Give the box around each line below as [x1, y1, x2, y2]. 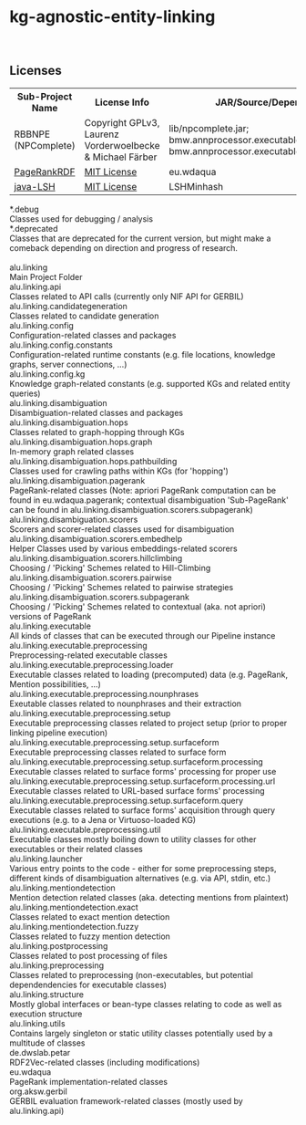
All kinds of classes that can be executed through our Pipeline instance [9, 630, 276, 641]
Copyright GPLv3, [84, 116, 160, 129]
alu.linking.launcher [9, 853, 84, 864]
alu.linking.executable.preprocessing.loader [9, 659, 174, 670]
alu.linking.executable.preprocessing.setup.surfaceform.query [9, 795, 244, 806]
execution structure [9, 1008, 83, 1019]
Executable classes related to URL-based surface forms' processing [9, 785, 266, 796]
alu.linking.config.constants [9, 339, 114, 350]
